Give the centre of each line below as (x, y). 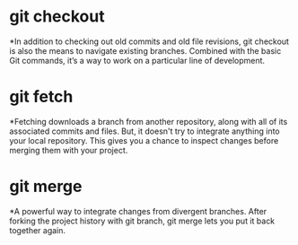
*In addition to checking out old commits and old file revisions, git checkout (149, 41)
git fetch (41, 97)
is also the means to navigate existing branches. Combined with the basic (145, 50)
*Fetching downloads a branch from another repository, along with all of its (149, 121)
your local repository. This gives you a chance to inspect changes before (144, 140)
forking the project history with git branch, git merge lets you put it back (142, 221)
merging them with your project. (69, 150)
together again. (37, 230)
